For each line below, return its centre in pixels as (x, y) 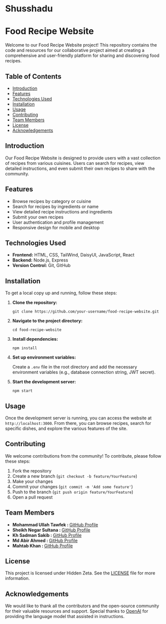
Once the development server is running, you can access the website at (79, 418)
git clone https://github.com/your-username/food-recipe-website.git (86, 312)
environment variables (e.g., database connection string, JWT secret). (84, 372)
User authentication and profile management (58, 222)
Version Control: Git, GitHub (41, 265)
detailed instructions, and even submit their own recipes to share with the (80, 168)
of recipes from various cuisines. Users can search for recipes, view (75, 163)
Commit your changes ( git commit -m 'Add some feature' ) (73, 486)
